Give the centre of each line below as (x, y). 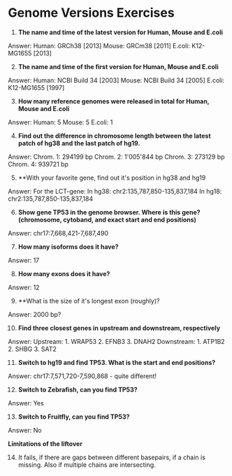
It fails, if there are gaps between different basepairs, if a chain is (111, 457)
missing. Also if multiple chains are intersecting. (87, 464)
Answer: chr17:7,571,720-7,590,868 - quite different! (82, 376)
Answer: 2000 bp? (35, 314)
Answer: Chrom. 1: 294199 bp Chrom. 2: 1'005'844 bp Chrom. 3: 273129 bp (117, 157)
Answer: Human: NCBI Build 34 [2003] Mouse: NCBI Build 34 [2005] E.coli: (116, 80)
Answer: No (25, 430)
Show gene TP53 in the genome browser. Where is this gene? (109, 212)
